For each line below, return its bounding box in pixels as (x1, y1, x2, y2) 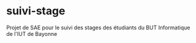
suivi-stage (6, 4, 66, 18)
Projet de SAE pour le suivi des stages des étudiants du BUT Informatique (6, 24, 191, 31)
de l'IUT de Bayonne (6, 30, 58, 37)
